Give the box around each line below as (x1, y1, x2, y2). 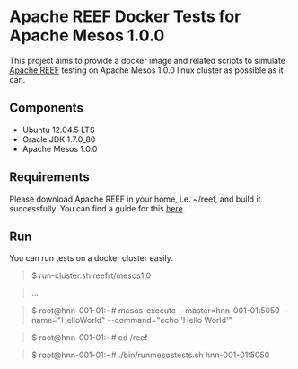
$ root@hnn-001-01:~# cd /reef (31, 332, 148, 343)
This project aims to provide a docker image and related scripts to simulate (9, 55, 285, 66)
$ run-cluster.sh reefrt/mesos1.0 (31, 270, 152, 281)
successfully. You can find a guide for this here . (9, 202, 186, 213)
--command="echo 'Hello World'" (107, 315, 232, 326)
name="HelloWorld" (31, 315, 106, 326)
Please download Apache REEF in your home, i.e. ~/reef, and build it (9, 193, 261, 204)
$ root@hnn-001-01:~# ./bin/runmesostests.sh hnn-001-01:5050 (31, 349, 270, 361)
